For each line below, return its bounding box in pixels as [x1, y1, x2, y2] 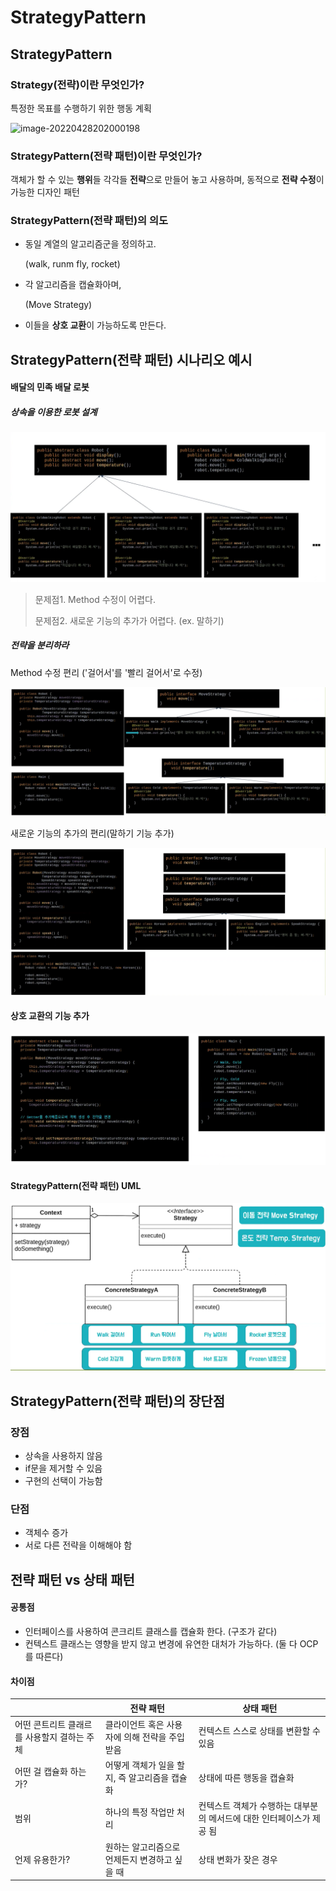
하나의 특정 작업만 [104, 1806, 175, 1818]
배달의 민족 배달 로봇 [10, 381, 90, 393]
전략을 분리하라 [10, 639, 70, 651]
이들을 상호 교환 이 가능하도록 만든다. [24, 319, 167, 331]
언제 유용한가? [14, 1853, 71, 1865]
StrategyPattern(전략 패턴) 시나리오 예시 [10, 351, 253, 368]
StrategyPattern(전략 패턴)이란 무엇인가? [10, 149, 203, 163]
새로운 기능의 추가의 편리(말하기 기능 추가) [10, 827, 175, 840]
